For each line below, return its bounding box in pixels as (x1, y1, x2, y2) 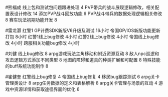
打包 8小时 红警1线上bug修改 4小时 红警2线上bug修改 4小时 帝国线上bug (5, 34, 155, 39)
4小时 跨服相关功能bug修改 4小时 (11, 40, 80, 46)
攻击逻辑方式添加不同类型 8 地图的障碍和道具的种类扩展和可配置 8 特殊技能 (5, 57, 161, 62)
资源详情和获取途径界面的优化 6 (14, 86, 80, 92)
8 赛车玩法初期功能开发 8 (5, 17, 58, 22)
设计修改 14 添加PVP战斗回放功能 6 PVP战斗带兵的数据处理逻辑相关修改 (14, 10, 162, 16)
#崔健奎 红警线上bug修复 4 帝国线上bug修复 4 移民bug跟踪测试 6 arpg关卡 (5, 74, 160, 79)
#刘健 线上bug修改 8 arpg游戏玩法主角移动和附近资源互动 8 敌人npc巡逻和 (5, 50, 159, 56)
